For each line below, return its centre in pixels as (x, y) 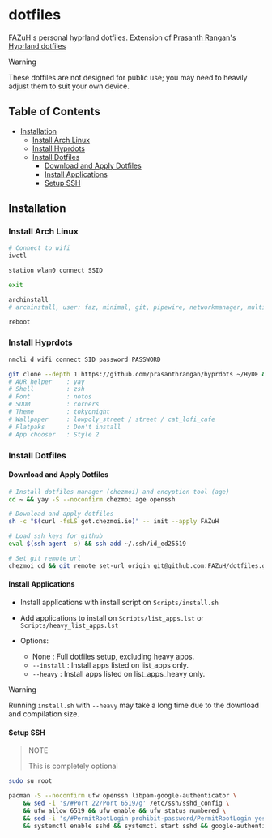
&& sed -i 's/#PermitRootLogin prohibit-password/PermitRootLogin (137, 818)
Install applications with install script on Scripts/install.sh (119, 602)
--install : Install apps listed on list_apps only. (110, 665)
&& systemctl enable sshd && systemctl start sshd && (115, 826)
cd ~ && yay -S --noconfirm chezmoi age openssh (92, 499)
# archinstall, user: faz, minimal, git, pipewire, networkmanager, (126, 307)
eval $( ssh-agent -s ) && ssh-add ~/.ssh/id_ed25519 (97, 544)
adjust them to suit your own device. (69, 86)
